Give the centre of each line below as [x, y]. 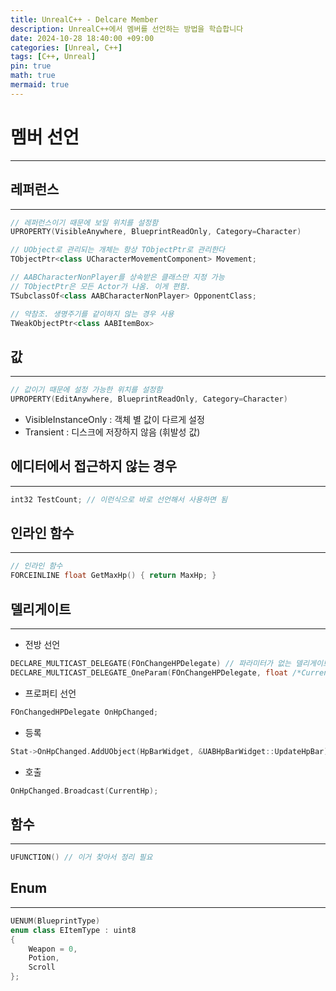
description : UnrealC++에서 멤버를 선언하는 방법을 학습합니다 [127, 29]
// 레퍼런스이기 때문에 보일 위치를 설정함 [84, 222]
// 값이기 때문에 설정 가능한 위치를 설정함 [86, 390]
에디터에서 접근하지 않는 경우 [94, 466]
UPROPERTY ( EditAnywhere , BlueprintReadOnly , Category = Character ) [149, 399]
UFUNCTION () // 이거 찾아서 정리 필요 [81, 857]
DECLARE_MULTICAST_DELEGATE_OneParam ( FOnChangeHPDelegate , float [149, 672]
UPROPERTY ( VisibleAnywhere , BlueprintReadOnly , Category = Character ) [156, 232]
